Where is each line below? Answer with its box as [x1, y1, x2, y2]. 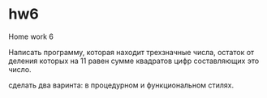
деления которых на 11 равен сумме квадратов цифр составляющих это [8, 56, 260, 66]
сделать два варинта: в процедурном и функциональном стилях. [8, 80, 235, 90]
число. [8, 64, 32, 74]
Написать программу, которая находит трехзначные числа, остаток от [8, 47, 255, 57]
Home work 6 [8, 32, 54, 41]
